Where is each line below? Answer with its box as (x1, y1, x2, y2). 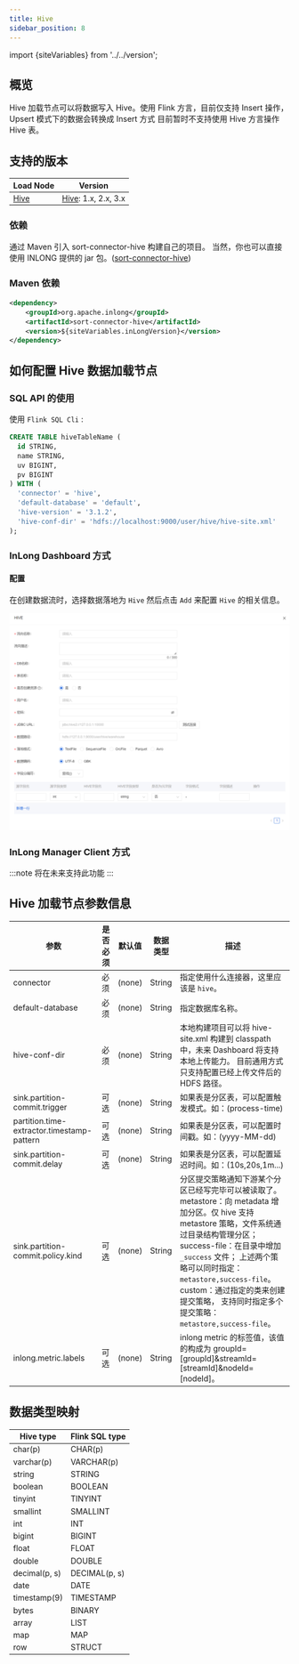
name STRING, (17, 451, 66, 460)
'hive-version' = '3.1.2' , (17, 508, 117, 517)
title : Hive (9, 14, 53, 23)
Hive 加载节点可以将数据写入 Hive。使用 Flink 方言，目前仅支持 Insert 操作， (9, 102, 289, 113)
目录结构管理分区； (187, 1229, 258, 1240)
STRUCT (70, 1642, 102, 1652)
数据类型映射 (9, 1404, 80, 1419)
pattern (12, 1135, 40, 1145)
